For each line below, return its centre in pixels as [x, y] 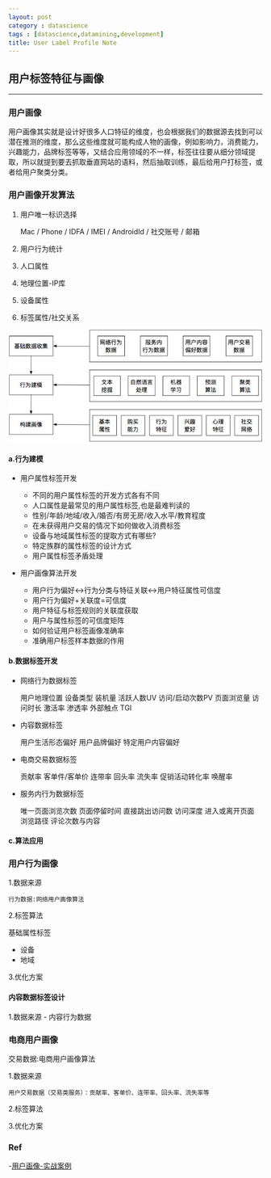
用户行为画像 [33, 864]
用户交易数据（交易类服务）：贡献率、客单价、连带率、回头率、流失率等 [109, 1092]
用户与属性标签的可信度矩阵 [78, 621]
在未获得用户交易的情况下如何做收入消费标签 [106, 526]
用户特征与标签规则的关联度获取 [85, 611]
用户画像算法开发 [48, 573]
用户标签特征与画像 [56, 78]
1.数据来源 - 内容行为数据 [50, 1016]
